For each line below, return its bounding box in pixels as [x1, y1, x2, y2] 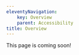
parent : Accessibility [17, 20, 74, 26]
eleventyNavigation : [6, 8, 58, 15]
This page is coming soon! [6, 42, 72, 49]
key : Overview [17, 14, 52, 20]
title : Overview [6, 25, 47, 32]
